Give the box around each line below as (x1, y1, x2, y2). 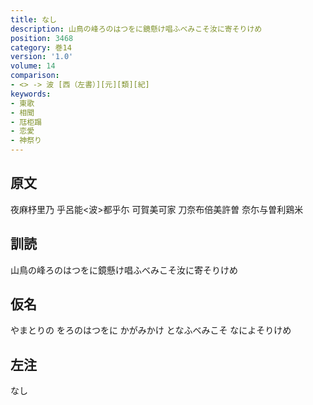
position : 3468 (10, 33, 74, 43)
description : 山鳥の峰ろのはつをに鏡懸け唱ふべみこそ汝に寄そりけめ (10, 24, 263, 34)
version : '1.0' (10, 52, 74, 62)
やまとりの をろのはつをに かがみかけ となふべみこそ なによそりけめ (10, 324, 292, 336)
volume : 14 (10, 61, 56, 71)
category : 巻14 (10, 42, 72, 53)
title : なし (10, 14, 57, 25)
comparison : (10, 71, 60, 81)
